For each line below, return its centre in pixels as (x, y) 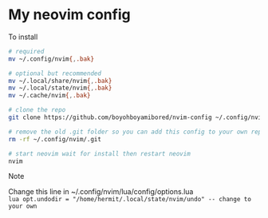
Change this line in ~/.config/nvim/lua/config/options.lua (101, 192)
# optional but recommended (55, 73)
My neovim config (69, 15)
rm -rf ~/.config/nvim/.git (55, 139)
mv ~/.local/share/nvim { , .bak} (60, 81)
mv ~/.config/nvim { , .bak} (51, 59)
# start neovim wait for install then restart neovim (100, 153)
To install (23, 37)
